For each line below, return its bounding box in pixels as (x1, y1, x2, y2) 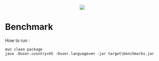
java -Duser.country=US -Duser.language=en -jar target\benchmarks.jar (5, 51, 154, 56)
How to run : (5, 37, 30, 43)
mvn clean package (5, 47, 43, 52)
